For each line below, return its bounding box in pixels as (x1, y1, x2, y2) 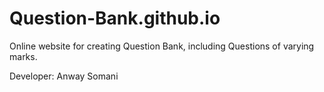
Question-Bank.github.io (9, 7, 221, 30)
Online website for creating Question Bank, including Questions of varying (9, 40, 315, 52)
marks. (9, 50, 38, 62)
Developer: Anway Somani (9, 70, 119, 82)
